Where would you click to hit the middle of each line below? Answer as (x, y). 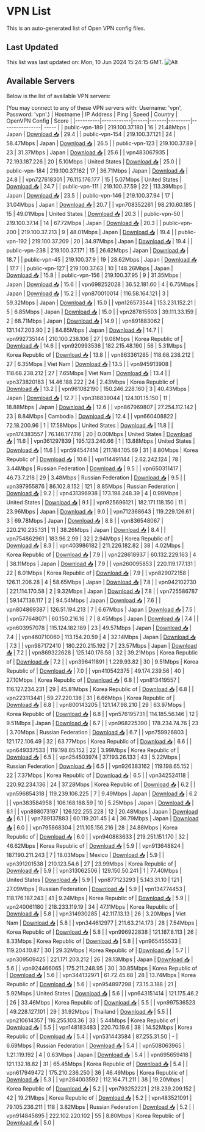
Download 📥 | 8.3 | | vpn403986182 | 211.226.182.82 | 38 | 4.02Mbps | (95, 545)
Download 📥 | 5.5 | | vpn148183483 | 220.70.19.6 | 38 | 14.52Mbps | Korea (100, 1027)
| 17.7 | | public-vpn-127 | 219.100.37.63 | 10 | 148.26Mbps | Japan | (90, 268)
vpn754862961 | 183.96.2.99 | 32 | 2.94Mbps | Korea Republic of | (90, 539)
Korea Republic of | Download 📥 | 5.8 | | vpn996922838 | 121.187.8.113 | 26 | (102, 932)
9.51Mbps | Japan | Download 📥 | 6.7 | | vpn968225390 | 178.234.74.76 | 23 (103, 723)
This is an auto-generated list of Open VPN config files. (76, 28)
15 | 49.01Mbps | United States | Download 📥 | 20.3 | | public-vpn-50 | (95, 213)
